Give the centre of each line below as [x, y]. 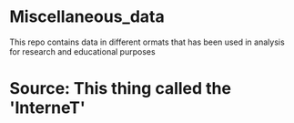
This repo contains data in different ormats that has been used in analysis [147, 42]
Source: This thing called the [121, 89]
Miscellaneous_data [87, 17]
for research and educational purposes [83, 51]
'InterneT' [48, 108]
